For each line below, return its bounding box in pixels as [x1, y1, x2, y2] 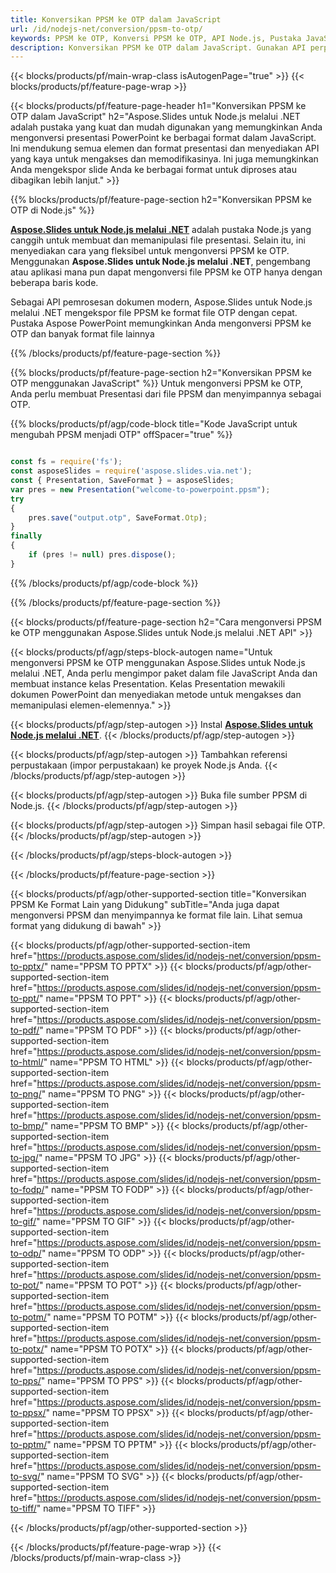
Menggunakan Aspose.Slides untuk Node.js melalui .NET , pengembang [10, 256, 311, 268]
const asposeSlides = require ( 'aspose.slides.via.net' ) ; [10, 466, 253, 476]
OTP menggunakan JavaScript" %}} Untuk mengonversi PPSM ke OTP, [10, 377, 303, 390]
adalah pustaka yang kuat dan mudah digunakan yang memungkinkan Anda [10, 121, 323, 133]
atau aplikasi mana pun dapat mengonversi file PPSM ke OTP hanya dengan [10, 266, 323, 278]
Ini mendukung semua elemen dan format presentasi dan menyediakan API [10, 142, 320, 155]
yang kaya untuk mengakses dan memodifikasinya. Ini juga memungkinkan [10, 153, 319, 165]
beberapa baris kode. [10, 277, 99, 289]
